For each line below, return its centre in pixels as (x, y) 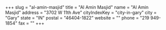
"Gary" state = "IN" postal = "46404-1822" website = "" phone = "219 (77, 18)
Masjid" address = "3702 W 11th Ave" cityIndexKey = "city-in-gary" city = (81, 12)
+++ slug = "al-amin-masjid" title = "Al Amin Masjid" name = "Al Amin (77, 7)
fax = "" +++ (31, 23)
